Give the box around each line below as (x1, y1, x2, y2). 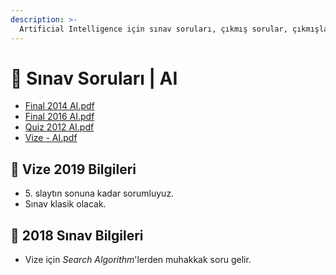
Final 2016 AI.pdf (24, 111, 95, 123)
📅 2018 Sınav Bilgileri (10, 227, 144, 244)
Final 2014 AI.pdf (24, 100, 95, 112)
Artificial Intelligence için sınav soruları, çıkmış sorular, (19, 24, 288, 34)
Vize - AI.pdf (24, 132, 78, 144)
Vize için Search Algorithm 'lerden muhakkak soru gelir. (24, 254, 252, 266)
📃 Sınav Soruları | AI (10, 67, 178, 90)
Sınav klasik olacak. (24, 198, 107, 210)
